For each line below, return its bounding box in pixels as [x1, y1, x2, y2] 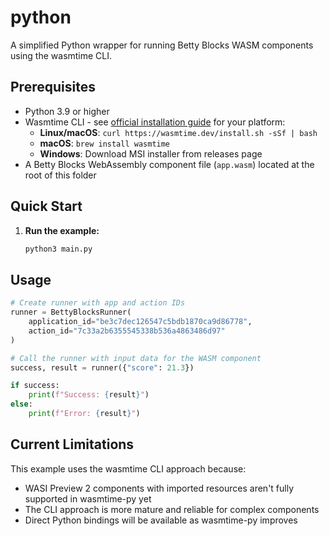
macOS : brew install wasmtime [39, 137, 171, 149]
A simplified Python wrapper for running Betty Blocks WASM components [10, 39, 314, 51]
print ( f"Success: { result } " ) [28, 390, 150, 400]
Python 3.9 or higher [24, 105, 110, 117]
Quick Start [10, 198, 83, 215]
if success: [10, 381, 60, 391]
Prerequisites [10, 79, 96, 96]
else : [10, 399, 33, 410]
